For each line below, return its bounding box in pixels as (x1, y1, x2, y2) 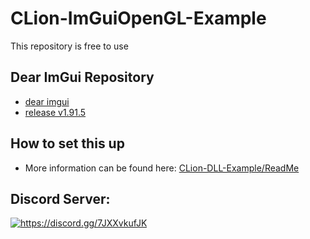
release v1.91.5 (24, 106, 87, 118)
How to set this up (10, 135, 125, 152)
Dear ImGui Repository (10, 69, 155, 86)
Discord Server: (10, 190, 111, 207)
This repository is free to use (10, 40, 129, 52)
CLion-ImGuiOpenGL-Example (10, 7, 267, 30)
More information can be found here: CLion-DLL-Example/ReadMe (24, 162, 300, 174)
